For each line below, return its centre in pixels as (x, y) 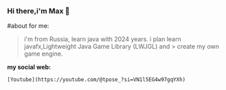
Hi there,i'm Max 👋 (38, 11)
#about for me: (28, 26)
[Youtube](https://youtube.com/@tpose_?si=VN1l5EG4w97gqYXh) (97, 80)
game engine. (43, 54)
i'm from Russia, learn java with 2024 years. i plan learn (102, 39)
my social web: (29, 67)
